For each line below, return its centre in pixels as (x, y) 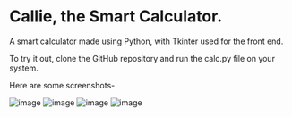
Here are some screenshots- (62, 85)
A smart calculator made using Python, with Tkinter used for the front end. (146, 41)
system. (24, 68)
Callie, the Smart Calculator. (116, 17)
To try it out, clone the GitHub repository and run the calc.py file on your (142, 58)
